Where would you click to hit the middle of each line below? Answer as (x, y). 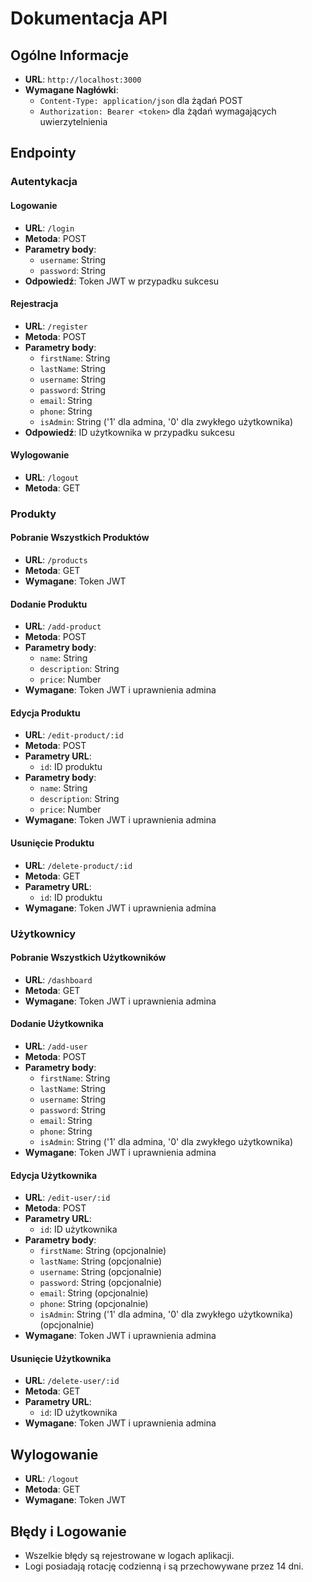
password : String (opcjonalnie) (100, 1283)
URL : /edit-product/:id (74, 735)
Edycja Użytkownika (54, 1175)
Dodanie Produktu (49, 604)
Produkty (33, 514)
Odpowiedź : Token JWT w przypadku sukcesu (122, 281)
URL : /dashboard (58, 979)
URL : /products (56, 560)
